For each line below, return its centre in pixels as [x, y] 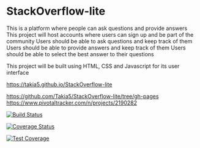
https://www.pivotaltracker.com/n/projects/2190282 [72, 103]
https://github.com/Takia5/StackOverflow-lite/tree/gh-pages [83, 96]
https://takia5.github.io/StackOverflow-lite [59, 84]
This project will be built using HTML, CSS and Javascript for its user [93, 66]
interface [18, 72]
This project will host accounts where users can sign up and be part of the [100, 34]
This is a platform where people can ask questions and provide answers [97, 28]
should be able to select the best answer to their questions [80, 54]
